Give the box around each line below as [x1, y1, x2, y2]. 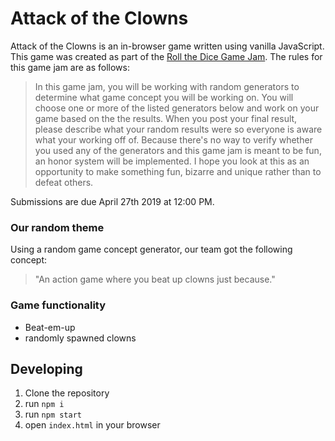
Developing [10, 360, 83, 377]
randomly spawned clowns [24, 332, 137, 344]
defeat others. [34, 176, 94, 188]
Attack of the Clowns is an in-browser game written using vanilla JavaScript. [10, 40, 325, 52]
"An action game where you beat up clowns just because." [34, 273, 276, 286]
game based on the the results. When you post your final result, [34, 112, 298, 124]
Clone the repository [24, 387, 110, 399]
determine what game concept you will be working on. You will [34, 91, 294, 103]
